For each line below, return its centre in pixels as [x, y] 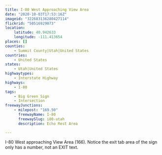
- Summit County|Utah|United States [52, 51]
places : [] [16, 42]
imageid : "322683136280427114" [37, 19]
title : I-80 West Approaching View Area [47, 10]
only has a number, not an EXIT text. [42, 147]
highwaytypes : [20, 74]
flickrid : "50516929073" [30, 23]
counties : [15, 46]
